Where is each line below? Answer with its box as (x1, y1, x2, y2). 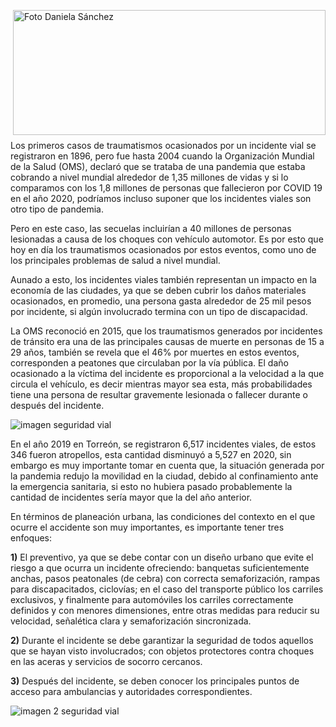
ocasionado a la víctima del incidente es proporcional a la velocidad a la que (10, 367, 325, 379)
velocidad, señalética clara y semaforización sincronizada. (10, 615, 252, 627)
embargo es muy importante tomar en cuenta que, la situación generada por (10, 459, 325, 471)
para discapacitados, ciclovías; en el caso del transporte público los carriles (10, 583, 324, 595)
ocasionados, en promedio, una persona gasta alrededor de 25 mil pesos (10, 295, 312, 307)
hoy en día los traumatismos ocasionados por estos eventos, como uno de (10, 243, 317, 255)
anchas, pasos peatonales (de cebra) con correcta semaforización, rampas (10, 572, 321, 584)
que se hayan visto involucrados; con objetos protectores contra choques (10, 645, 315, 657)
